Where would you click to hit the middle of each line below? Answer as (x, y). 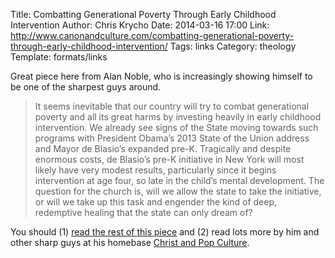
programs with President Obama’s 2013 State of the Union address (172, 138)
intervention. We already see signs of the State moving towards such (176, 127)
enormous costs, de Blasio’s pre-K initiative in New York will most (169, 159)
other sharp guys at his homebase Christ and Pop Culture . (130, 242)
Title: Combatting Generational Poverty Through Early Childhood (143, 14)
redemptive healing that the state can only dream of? (143, 212)
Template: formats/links (59, 57)
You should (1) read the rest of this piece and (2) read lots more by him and (165, 232)
